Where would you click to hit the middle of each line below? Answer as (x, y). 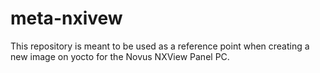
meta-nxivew (66, 18)
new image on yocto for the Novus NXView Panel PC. (120, 56)
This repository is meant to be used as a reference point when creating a (160, 46)
